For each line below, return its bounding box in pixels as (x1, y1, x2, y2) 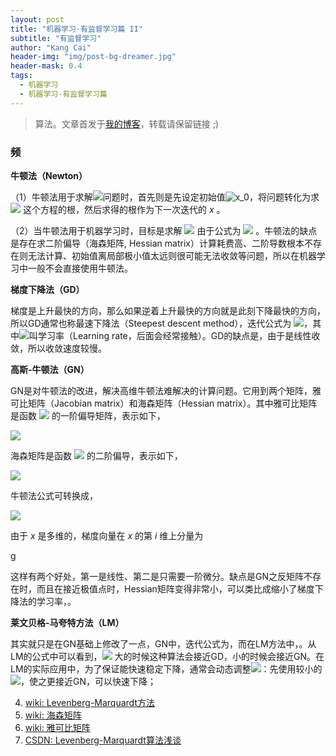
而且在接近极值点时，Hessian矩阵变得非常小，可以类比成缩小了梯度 (36, 582, 315, 595)
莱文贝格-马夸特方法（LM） (10, 616, 125, 628)
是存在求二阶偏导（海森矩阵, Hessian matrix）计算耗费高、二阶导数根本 (10, 237, 305, 249)
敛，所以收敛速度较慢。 (10, 342, 107, 354)
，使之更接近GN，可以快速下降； (20, 675, 157, 687)
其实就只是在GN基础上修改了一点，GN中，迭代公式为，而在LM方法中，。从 (10, 637, 317, 650)
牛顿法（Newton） (10, 169, 88, 181)
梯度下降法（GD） (10, 283, 85, 295)
